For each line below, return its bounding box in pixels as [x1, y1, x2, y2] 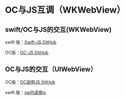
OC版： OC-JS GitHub [5, 50, 49, 55]
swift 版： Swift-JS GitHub [5, 40, 57, 45]
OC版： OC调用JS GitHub [5, 79, 55, 85]
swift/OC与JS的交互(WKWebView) [5, 25, 112, 34]
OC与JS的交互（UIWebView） [5, 65, 97, 74]
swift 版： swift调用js [5, 89, 46, 95]
